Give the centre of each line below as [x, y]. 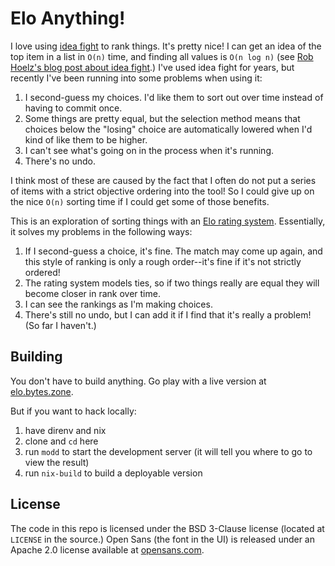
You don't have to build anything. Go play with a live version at [138, 381]
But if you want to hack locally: [73, 411]
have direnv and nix [65, 430]
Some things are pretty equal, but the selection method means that [162, 118]
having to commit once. [73, 108]
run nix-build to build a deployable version [113, 473]
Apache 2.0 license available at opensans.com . [107, 549]
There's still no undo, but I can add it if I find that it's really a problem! [168, 314]
